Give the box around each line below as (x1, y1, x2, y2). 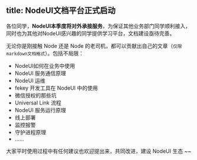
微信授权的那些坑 (14, 92, 57, 99)
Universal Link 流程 (14, 99, 62, 106)
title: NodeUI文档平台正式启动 (6, 5, 116, 16)
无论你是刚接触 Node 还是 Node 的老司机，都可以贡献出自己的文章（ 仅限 (6, 42, 182, 49)
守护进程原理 (14, 129, 46, 136)
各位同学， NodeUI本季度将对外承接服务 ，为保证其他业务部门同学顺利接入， (6, 22, 191, 30)
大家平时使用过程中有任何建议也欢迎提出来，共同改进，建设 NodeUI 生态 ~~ (6, 147, 192, 155)
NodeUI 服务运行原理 (14, 106, 66, 113)
